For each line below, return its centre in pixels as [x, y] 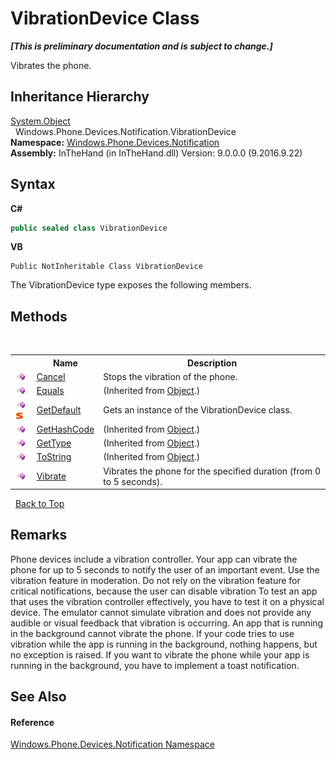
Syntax [33, 184]
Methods [39, 316]
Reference [32, 722]
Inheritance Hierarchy [80, 97]
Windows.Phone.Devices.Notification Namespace [112, 744]
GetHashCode [65, 429]
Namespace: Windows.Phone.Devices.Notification [115, 142]
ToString [54, 457]
